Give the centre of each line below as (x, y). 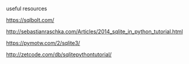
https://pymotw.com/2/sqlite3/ (43, 43)
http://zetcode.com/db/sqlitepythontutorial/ (59, 55)
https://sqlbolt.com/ (30, 20)
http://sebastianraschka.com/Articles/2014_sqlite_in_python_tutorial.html (94, 31)
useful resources (27, 9)
